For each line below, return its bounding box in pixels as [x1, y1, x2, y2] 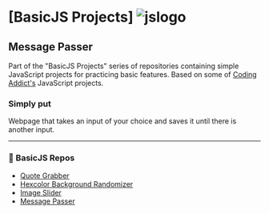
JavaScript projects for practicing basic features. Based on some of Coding [8, 70, 258, 79]
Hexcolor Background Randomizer [19, 179, 134, 188]
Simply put [8, 98, 52, 109]
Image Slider [19, 188, 62, 197]
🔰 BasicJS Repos [8, 152, 75, 164]
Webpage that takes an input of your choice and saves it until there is [8, 116, 237, 126]
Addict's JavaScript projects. [8, 79, 104, 87]
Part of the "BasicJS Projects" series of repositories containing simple [8, 61, 239, 71]
